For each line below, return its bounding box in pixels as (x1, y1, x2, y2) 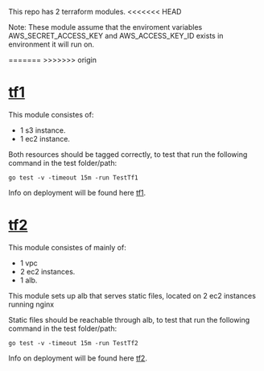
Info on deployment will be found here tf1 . (8, 188, 146, 197)
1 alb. (19, 275, 38, 285)
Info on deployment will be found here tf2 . (8, 353, 147, 363)
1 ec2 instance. (19, 134, 71, 143)
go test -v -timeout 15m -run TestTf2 (8, 339, 138, 347)
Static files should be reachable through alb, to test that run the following (8, 315, 250, 324)
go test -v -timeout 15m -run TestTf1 (8, 173, 138, 182)
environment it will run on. (8, 39, 95, 49)
